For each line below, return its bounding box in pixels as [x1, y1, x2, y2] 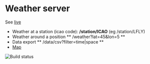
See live [5, 19, 21, 25]
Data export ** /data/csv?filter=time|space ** [12, 39, 104, 44]
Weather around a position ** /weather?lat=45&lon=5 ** [12, 34, 126, 40]
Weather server [5, 3, 70, 14]
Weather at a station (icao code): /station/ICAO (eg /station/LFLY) [12, 28, 146, 34]
